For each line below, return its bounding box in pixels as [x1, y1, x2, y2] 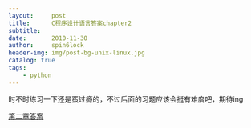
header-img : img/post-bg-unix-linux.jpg [8, 49, 146, 57]
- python [22, 71, 52, 79]
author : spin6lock [8, 42, 84, 50]
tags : [8, 64, 26, 72]
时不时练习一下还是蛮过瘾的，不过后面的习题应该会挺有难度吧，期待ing [8, 94, 244, 104]
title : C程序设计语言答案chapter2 [8, 19, 132, 27]
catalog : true [8, 57, 56, 65]
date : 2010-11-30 [8, 34, 88, 42]
